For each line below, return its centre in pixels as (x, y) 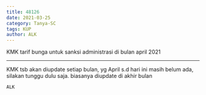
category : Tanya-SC (31, 23)
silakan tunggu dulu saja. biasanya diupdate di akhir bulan (79, 76)
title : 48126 (23, 12)
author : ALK (21, 35)
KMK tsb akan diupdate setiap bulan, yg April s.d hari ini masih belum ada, (100, 69)
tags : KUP (19, 29)
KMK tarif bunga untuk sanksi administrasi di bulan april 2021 (84, 52)
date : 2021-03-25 (29, 18)
